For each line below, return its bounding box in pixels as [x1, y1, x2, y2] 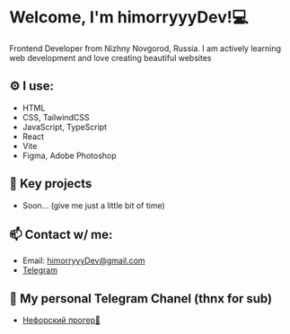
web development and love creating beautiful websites [9, 52, 212, 63]
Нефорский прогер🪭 [22, 315, 101, 326]
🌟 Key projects [9, 176, 92, 191]
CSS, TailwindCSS [22, 111, 90, 122]
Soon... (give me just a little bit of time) [22, 199, 166, 211]
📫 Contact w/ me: [9, 226, 113, 242]
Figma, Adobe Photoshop [22, 150, 117, 161]
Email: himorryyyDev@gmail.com [22, 255, 145, 266]
